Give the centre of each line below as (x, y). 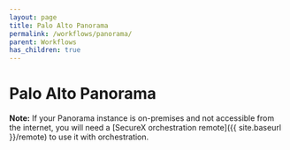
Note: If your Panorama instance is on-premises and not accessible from (142, 118)
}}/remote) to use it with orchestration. (79, 137)
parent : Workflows (43, 42)
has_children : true (45, 50)
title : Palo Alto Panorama (59, 26)
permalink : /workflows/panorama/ (71, 34)
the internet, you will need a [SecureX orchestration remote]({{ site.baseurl (145, 128)
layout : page (33, 17)
